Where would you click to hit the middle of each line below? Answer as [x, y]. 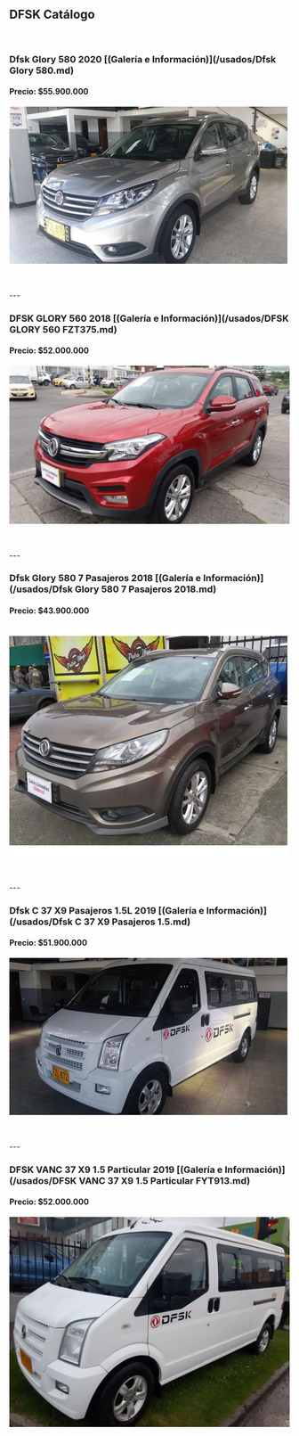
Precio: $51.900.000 [48, 943]
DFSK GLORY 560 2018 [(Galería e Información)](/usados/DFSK [149, 318]
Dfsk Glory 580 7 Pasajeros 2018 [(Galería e [105, 579]
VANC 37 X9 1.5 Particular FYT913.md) [165, 1180]
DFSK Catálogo [52, 15]
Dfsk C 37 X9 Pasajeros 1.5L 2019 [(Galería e [107, 910]
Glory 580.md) [41, 70]
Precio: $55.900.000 [49, 92]
